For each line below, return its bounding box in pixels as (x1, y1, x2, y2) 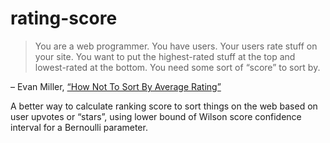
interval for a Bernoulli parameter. (10, 121, 148, 133)
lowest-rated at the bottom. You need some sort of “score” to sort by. (34, 61, 321, 73)
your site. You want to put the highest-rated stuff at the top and (34, 50, 296, 62)
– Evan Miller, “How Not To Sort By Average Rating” (10, 80, 222, 92)
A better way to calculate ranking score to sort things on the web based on (10, 100, 318, 112)
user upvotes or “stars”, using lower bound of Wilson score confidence (10, 110, 302, 122)
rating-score (10, 7, 118, 30)
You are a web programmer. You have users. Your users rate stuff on (34, 40, 318, 52)
